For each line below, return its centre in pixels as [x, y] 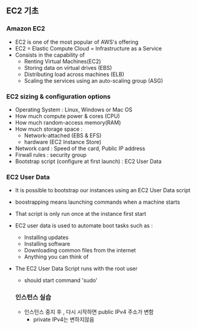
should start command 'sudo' [61, 280]
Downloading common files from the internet [80, 251]
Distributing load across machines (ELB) [74, 74]
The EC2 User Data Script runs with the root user [76, 269]
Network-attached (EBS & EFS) [63, 135]
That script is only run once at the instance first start [81, 214]
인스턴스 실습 [33, 297]
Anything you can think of [56, 257]
